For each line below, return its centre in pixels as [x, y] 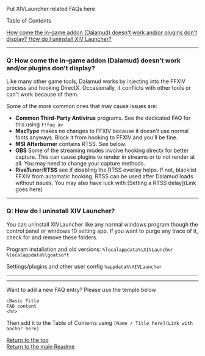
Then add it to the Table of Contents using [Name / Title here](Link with [100, 322]
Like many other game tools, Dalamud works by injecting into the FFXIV [96, 81]
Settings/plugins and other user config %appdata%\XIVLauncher [84, 266]
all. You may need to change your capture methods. [80, 164]
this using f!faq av [39, 125]
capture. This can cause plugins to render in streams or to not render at [105, 157]
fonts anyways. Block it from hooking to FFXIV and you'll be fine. [96, 137]
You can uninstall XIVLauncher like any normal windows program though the [102, 224]
